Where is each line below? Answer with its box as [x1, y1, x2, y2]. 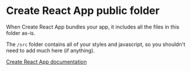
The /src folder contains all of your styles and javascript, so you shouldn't [6, 41, 186, 48]
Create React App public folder [6, 4, 160, 17]
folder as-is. [6, 29, 36, 36]
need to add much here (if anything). [6, 47, 95, 54]
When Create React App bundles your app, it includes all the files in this [6, 23, 180, 30]
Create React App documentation [6, 58, 87, 65]
